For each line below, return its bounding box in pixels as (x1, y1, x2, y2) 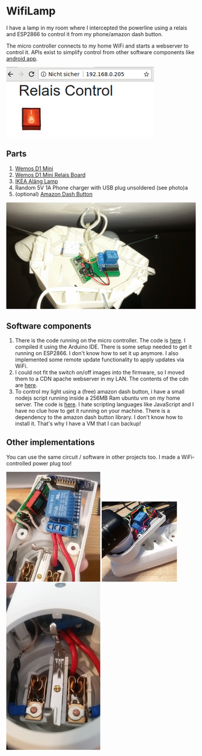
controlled (6, 459, 32, 467)
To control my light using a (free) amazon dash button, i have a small (14, 388, 185, 395)
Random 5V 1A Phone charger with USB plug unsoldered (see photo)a (14, 184, 188, 191)
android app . (6, 55, 38, 62)
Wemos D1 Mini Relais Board (14, 171, 86, 178)
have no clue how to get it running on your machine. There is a (14, 407, 170, 415)
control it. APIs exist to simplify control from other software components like (6, 48, 195, 55)
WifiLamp (6, 4, 56, 18)
